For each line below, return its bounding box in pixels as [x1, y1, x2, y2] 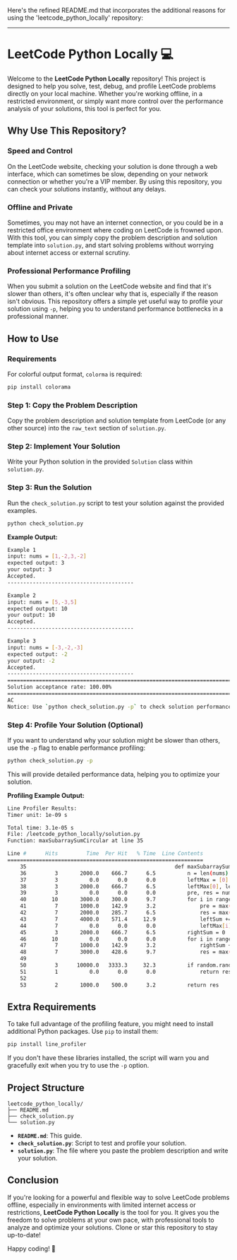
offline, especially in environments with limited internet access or [7, 1201, 196, 1209]
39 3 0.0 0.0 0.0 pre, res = [20, 890, 219, 897]
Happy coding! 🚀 [7, 1244, 56, 1253]
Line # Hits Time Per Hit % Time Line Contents [7, 850, 203, 857]
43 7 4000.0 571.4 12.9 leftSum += [20, 915, 232, 923]
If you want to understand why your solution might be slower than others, [7, 736, 221, 744]
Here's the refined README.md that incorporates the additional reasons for [7, 6, 226, 14]
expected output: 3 [7, 560, 65, 567]
